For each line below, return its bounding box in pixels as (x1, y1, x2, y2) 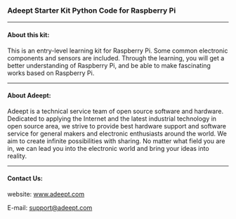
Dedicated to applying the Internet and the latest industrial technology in (7, 114, 216, 123)
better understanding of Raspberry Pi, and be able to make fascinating (7, 61, 211, 69)
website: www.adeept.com (7, 190, 85, 198)
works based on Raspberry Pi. (7, 69, 95, 77)
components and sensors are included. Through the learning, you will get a (7, 53, 225, 62)
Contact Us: (7, 174, 44, 182)
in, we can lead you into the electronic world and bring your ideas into (7, 144, 209, 152)
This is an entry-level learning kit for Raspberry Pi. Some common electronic (7, 46, 228, 55)
